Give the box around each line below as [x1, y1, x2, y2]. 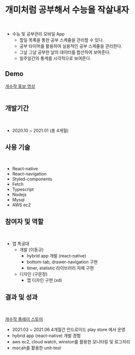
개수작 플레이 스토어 [5, 316, 43, 322]
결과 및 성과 [5, 293, 38, 301]
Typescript [12, 186, 34, 193]
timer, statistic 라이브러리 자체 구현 [26, 265, 94, 271]
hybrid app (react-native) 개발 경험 [12, 333, 81, 338]
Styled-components [12, 176, 53, 182]
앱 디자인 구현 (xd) [26, 277, 62, 283]
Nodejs [12, 192, 27, 197]
